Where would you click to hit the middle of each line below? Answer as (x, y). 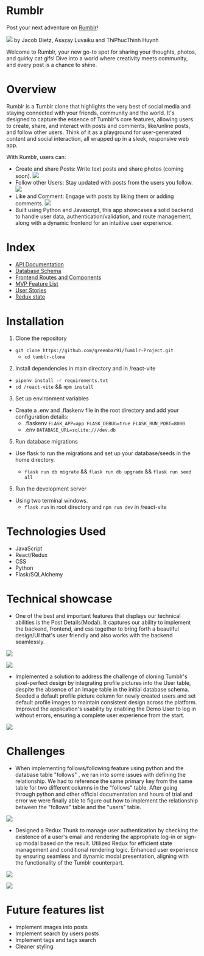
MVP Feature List (37, 283)
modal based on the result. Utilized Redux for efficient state (98, 843)
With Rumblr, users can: (36, 157)
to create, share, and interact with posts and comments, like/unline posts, (98, 126)
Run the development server (51, 489)
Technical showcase (59, 599)
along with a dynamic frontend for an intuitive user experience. (94, 222)
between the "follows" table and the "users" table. (78, 807)
